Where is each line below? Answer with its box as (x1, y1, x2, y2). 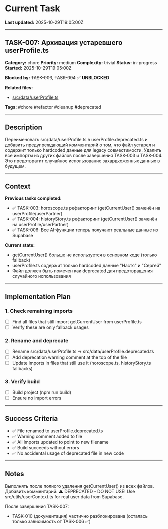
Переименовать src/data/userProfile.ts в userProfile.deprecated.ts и (5, 136, 148, 142)
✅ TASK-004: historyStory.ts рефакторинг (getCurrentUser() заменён (12, 216, 157, 222)
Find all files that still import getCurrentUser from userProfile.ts (12, 319, 142, 325)
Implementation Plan (5, 292, 71, 301)
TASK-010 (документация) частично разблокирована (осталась (12, 513, 148, 519)
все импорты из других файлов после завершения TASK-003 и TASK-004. (5, 152, 163, 158)
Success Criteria (5, 414, 58, 423)
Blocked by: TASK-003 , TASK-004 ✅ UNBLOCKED (5, 74, 110, 80)
